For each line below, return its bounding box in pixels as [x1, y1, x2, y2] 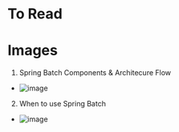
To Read [7, 5, 63, 23]
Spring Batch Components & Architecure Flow [18, 68, 172, 78]
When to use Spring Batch [18, 99, 106, 109]
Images [7, 42, 58, 60]
